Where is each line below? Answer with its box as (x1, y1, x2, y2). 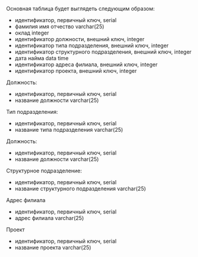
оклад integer (14, 29, 49, 36)
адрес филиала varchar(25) (14, 215, 85, 221)
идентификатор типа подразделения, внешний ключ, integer (14, 42, 169, 49)
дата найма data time (14, 55, 69, 61)
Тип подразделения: (6, 109, 58, 115)
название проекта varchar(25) (14, 244, 91, 251)
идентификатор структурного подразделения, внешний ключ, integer (14, 48, 192, 55)
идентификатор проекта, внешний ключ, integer (14, 67, 137, 74)
